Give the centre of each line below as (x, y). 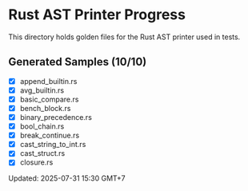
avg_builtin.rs (42, 90)
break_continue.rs (50, 135)
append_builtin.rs (48, 81)
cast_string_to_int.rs (53, 145)
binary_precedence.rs (56, 117)
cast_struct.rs (42, 153)
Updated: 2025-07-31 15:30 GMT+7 (67, 178)
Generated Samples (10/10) (78, 62)
